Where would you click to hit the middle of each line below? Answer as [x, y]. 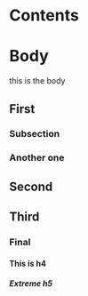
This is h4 [28, 263]
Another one [37, 158]
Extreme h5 [31, 284]
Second [31, 186]
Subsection [35, 134]
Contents [44, 16]
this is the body [37, 81]
